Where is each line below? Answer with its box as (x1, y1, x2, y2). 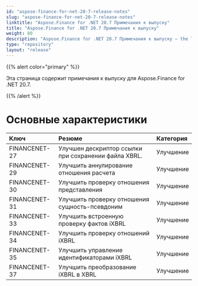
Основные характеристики (6, 113, 147, 126)
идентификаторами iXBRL (58, 253, 133, 261)
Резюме (58, 134, 82, 142)
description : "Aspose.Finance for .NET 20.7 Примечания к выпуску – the (6, 36, 189, 42)
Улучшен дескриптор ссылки (58, 144, 143, 152)
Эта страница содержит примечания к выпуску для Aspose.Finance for (6, 74, 186, 81)
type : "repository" (6, 42, 54, 48)
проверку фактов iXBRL (58, 219, 126, 228)
